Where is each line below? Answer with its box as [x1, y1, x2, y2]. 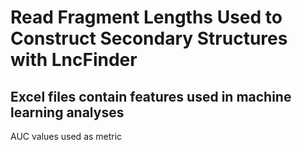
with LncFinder [10, 49, 138, 71]
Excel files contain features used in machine [10, 88, 292, 105]
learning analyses [10, 104, 125, 121]
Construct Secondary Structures [10, 27, 288, 50]
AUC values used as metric [10, 131, 123, 142]
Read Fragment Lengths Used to [10, 6, 283, 29]
